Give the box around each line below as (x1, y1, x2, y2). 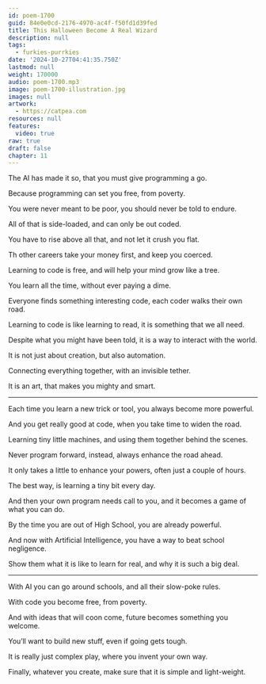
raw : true (8, 136, 41, 145)
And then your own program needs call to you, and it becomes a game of (8, 496, 247, 506)
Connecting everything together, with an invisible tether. (8, 366, 192, 376)
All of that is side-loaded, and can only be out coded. (8, 220, 182, 229)
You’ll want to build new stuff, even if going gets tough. (8, 636, 188, 646)
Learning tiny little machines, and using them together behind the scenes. (8, 435, 248, 445)
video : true (15, 129, 55, 137)
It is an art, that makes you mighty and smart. (8, 381, 156, 391)
